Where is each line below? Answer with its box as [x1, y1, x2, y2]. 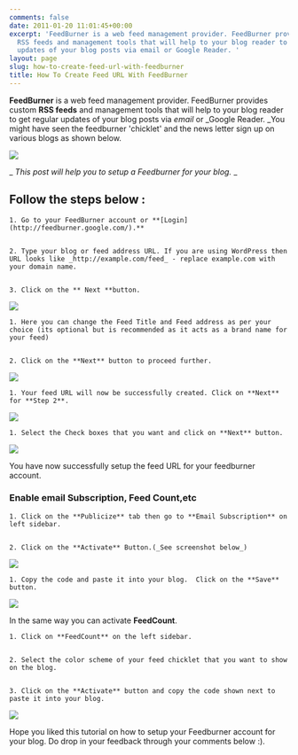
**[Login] [152, 215, 189, 224]
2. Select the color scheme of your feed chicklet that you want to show [9, 655, 288, 665]
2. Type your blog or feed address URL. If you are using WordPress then [9, 246, 288, 255]
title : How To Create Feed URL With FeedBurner [9, 71, 189, 80]
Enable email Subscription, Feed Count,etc [9, 492, 197, 504]
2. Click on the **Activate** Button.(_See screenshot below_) [9, 542, 248, 552]
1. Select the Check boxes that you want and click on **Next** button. [9, 428, 284, 437]
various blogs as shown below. [9, 132, 122, 143]
